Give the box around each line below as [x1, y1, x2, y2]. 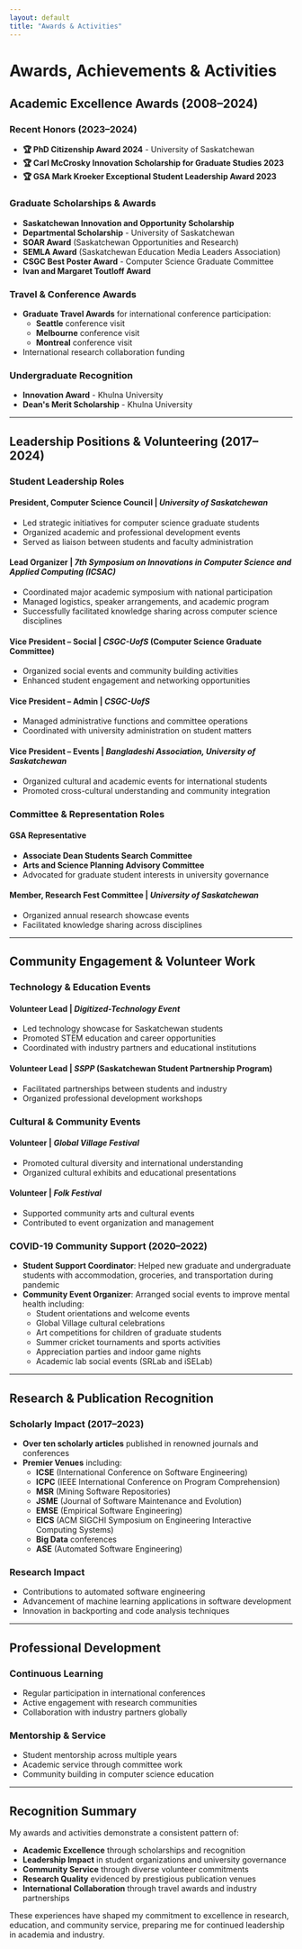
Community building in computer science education [22, 1769, 214, 1780]
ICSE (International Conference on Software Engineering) [35, 1466, 249, 1478]
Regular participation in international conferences [22, 1687, 206, 1699]
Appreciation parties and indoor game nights [35, 1346, 201, 1357]
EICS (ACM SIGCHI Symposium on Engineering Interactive [35, 1515, 252, 1526]
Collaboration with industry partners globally [22, 1707, 188, 1717]
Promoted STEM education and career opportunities [22, 1033, 217, 1043]
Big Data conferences [35, 1534, 117, 1544]
